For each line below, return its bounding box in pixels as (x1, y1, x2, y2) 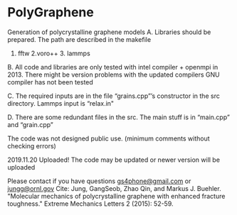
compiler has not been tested (7, 77, 94, 86)
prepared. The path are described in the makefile (7, 35, 152, 43)
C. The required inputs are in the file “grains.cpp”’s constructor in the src (7, 92, 221, 100)
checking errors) (7, 141, 57, 150)
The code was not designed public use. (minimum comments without (7, 134, 210, 143)
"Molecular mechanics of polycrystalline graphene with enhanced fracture (7, 192, 226, 200)
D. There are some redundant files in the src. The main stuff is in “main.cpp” (7, 113, 230, 121)
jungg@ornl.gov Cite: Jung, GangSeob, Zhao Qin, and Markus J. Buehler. (7, 184, 222, 192)
